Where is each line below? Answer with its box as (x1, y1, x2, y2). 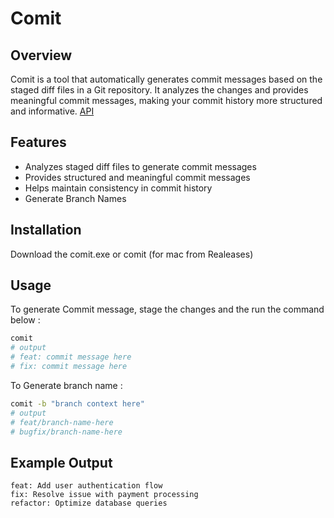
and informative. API (10, 105, 95, 117)
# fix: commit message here (10, 362, 128, 372)
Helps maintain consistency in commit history (24, 182, 213, 194)
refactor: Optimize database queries (10, 498, 168, 509)
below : (10, 314, 41, 326)
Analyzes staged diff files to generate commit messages (24, 160, 257, 172)
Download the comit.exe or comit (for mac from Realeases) (10, 248, 254, 260)
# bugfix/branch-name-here (10, 427, 123, 437)
